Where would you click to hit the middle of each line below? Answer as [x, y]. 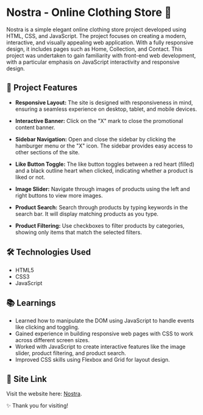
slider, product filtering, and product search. [70, 353]
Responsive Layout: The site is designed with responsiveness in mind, [104, 102]
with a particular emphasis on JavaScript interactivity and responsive [93, 62]
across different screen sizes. [52, 340]
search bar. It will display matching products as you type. [87, 214]
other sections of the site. [47, 152]
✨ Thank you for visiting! [37, 406]
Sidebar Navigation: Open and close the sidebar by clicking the [95, 139]
